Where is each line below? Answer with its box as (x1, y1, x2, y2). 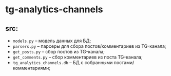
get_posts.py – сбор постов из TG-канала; (12, 49, 105, 54)
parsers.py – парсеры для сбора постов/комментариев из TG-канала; (12, 43, 166, 49)
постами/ (113, 60, 135, 65)
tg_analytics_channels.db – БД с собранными (12, 60, 113, 65)
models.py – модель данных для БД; (12, 37, 91, 44)
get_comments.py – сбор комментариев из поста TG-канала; (12, 54, 143, 60)
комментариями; (12, 65, 50, 71)
